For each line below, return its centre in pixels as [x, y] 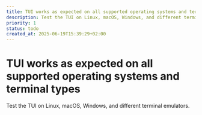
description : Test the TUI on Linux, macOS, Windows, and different [94, 17]
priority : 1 [21, 23]
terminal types [44, 89]
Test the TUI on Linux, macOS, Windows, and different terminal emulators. [98, 106]
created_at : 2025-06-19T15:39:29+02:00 [56, 34]
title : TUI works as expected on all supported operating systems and [96, 12]
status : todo [23, 28]
